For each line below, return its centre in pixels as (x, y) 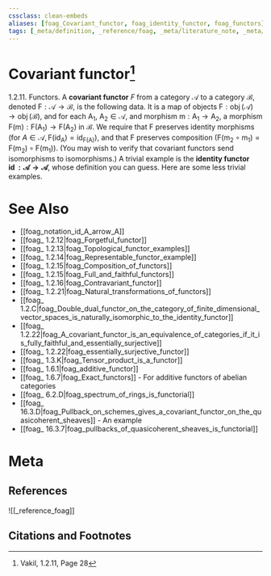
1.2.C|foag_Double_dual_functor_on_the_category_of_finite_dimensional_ (140, 309)
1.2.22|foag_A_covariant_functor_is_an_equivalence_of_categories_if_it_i (140, 334)
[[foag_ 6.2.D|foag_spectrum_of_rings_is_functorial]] (107, 394)
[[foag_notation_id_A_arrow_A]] (72, 231)
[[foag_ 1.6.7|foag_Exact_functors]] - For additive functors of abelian (133, 377)
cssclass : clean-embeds (48, 16)
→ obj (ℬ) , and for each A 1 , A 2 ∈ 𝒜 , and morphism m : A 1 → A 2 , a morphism (135, 117)
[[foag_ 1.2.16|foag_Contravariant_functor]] (91, 283)
